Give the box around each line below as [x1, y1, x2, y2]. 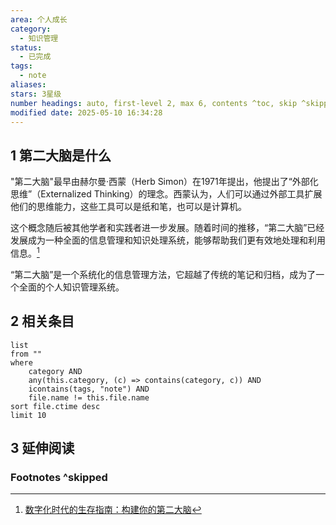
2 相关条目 [10, 313, 75, 330]
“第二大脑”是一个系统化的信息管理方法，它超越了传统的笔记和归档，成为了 [10, 268, 317, 280]
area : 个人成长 [10, 14, 68, 25]
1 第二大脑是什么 [10, 147, 112, 164]
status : [10, 42, 43, 53]
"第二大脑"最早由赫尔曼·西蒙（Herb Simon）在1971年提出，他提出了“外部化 [10, 176, 319, 188]
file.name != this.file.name [28, 392, 150, 403]
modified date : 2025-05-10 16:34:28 [10, 107, 163, 118]
